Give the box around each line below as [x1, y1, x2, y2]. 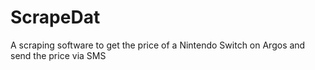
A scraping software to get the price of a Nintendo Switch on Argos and [10, 39, 306, 51]
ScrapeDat [10, 6, 101, 29]
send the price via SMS [10, 49, 107, 61]
